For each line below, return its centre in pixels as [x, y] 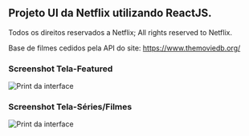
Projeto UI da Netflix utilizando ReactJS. [110, 13]
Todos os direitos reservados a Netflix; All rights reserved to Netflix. [120, 32]
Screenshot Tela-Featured [61, 69]
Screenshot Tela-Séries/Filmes [70, 107]
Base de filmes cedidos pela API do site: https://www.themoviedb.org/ [124, 48]
